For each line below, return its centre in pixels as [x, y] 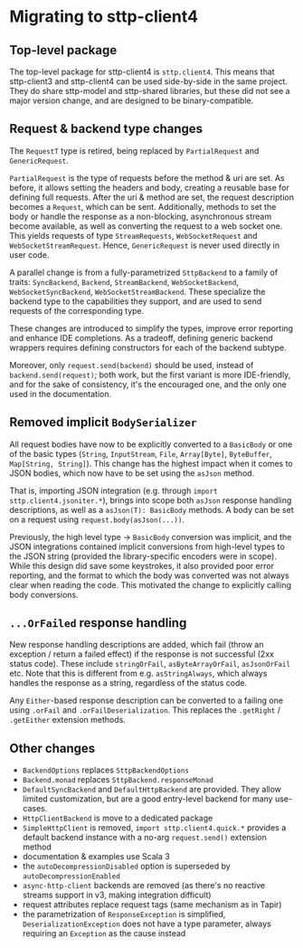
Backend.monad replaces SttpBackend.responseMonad [118, 780]
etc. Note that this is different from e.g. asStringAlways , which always [138, 673]
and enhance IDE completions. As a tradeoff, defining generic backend [141, 337]
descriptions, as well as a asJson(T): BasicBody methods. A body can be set [151, 509]
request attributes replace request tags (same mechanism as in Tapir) [152, 905]
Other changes [52, 748]
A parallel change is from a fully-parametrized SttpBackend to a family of [144, 272]
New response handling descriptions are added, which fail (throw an [137, 645]
